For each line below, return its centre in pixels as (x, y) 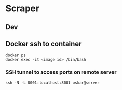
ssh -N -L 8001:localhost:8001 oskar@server (52, 83)
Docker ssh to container (43, 44)
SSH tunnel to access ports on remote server (61, 72)
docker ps (16, 55)
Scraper (22, 9)
